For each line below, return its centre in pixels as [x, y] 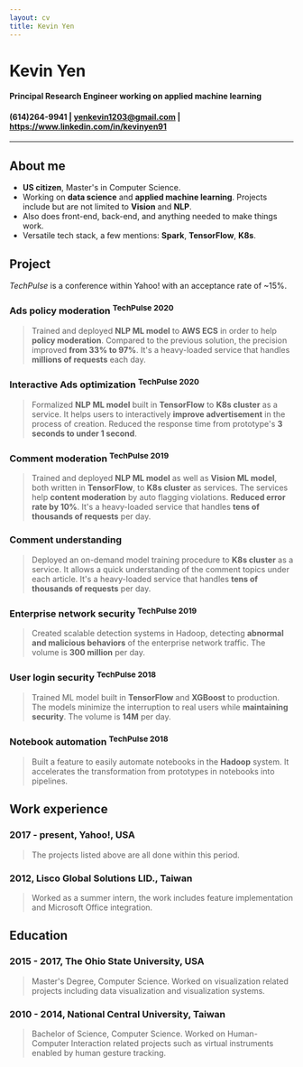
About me [37, 166]
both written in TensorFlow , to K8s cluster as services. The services [160, 487]
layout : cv [30, 18]
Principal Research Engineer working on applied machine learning [136, 97]
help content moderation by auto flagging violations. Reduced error [158, 497]
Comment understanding [66, 540]
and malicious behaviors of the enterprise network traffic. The [148, 643]
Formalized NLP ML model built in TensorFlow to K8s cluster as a [154, 404]
